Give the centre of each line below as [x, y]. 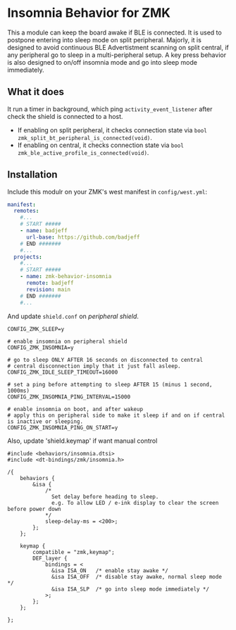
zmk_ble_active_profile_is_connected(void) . [83, 152]
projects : [28, 257]
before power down [34, 509]
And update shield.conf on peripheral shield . [73, 316]
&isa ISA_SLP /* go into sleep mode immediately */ [131, 589]
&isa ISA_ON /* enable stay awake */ [110, 571]
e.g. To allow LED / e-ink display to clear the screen [135, 503]
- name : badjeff [44, 231]
